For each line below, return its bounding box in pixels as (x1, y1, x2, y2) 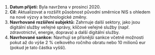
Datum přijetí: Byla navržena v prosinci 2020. (9, 4, 101, 10)
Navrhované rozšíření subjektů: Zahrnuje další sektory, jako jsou (9, 19, 140, 25)
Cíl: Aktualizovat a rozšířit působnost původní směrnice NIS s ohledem (9, 9, 151, 15)
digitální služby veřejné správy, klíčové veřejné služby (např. (9, 24, 130, 30)
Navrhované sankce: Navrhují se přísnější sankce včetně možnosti (9, 34, 144, 40)
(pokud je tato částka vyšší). (9, 45, 66, 50)
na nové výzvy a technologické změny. (9, 14, 88, 20)
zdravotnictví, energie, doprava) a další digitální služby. (9, 30, 120, 35)
